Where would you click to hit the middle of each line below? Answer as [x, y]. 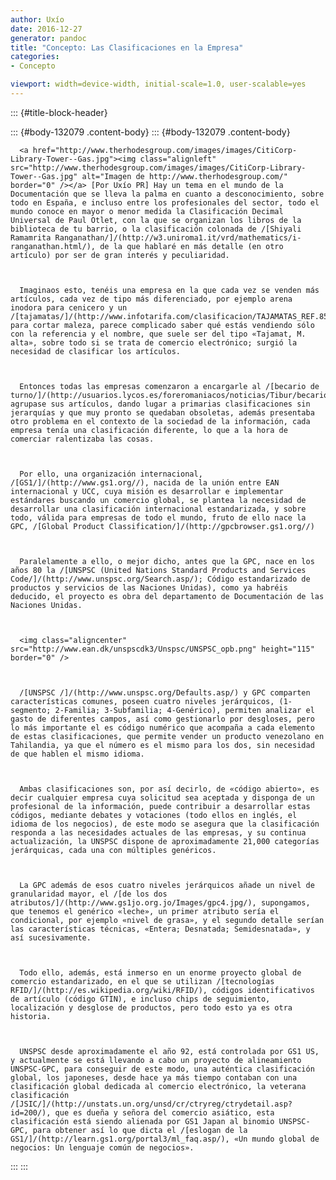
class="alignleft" [178, 159]
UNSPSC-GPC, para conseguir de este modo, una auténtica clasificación [162, 1069]
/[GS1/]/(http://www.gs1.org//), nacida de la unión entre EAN [145, 482]
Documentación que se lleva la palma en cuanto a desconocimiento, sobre [167, 194]
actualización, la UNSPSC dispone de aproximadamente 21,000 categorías [165, 841]
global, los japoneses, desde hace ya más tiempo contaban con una [154, 1077]
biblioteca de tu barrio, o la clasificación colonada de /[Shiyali [156, 229]
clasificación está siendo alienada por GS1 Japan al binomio [142, 1121]
